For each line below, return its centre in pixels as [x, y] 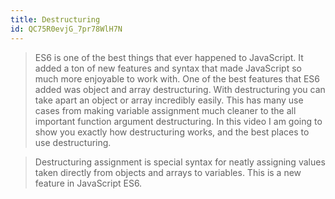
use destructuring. [73, 142]
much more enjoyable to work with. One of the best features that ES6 [177, 78]
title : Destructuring [55, 19]
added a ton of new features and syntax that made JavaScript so [168, 68]
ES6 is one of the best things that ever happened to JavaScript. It [169, 57]
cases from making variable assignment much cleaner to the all [165, 110]
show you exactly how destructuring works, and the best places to [172, 132]
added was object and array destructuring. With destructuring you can [180, 89]
